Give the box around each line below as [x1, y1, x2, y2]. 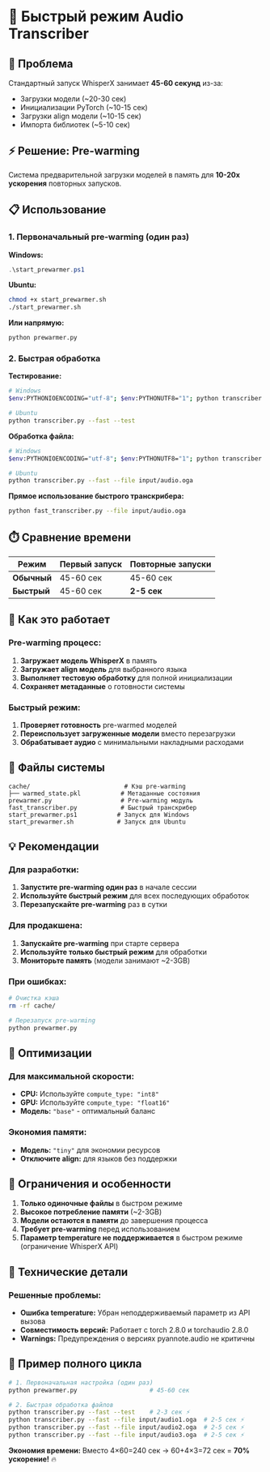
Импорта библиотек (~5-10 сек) [19, 120, 131, 129]
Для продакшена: [8, 920, 83, 931]
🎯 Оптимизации [8, 1046, 92, 1060]
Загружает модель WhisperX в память [19, 656, 158, 665]
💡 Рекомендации [8, 840, 99, 854]
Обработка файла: [8, 431, 74, 441]
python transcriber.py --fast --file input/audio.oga [8, 477, 194, 485]
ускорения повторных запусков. [8, 178, 122, 188]
